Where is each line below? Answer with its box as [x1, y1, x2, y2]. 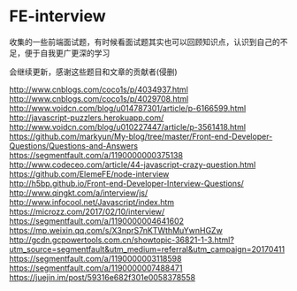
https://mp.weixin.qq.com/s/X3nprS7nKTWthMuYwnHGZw [9, 225, 223, 235]
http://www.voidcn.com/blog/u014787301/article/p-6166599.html [9, 103, 247, 113]
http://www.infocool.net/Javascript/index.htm [9, 196, 175, 207]
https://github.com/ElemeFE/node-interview [9, 168, 170, 179]
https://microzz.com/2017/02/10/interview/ [9, 206, 165, 217]
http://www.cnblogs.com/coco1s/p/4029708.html [9, 93, 189, 103]
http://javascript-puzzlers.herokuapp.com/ [9, 112, 164, 123]
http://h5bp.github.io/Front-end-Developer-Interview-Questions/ [9, 178, 245, 188]
